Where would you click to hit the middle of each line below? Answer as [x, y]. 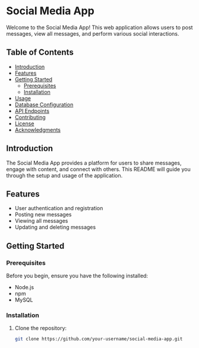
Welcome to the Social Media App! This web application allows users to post [99, 27]
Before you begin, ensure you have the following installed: [77, 276]
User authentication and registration [59, 208]
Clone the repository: [41, 328]
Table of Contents [40, 53]
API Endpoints [32, 110]
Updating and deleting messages [55, 227]
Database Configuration [44, 105]
